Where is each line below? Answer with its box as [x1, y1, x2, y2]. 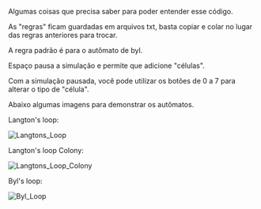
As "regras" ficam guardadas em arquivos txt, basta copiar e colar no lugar [8, 22, 253, 31]
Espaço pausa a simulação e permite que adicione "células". [8, 61, 206, 70]
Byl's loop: [8, 177, 43, 185]
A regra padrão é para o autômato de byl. [8, 46, 143, 54]
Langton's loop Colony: [8, 146, 85, 155]
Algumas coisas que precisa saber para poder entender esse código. [8, 7, 233, 16]
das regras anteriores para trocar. [8, 31, 118, 39]
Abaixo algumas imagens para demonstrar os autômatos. [8, 100, 195, 109]
